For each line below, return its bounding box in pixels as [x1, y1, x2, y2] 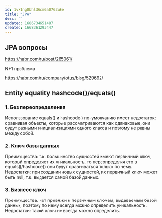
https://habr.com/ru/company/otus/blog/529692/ [5, 75, 104, 81]
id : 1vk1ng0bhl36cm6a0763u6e [5, 7, 64, 12]
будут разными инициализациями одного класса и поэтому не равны [5, 125, 150, 131]
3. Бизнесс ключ [5, 186, 46, 193]
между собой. [5, 130, 35, 136]
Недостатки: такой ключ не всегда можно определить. [5, 208, 121, 214]
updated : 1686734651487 [5, 20, 54, 26]
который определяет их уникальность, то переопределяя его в [5, 159, 137, 164]
